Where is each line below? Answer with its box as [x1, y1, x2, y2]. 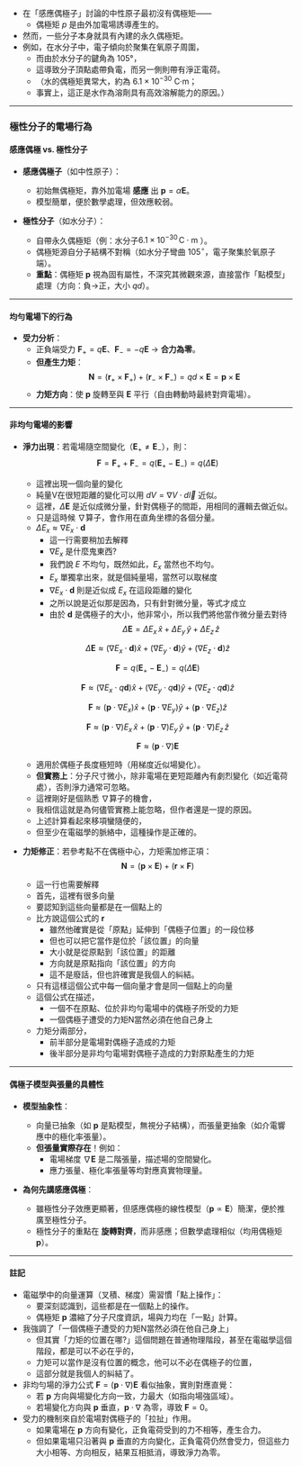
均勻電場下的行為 [9, 311, 73, 321]
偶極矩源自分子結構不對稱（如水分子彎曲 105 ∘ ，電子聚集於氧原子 [35, 245, 276, 258]
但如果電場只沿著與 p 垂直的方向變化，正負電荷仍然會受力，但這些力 [35, 1435, 290, 1446]
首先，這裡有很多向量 [35, 891, 115, 901]
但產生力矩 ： [35, 357, 84, 367]
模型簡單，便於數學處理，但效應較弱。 [35, 196, 178, 207]
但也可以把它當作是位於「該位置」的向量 [49, 936, 200, 946]
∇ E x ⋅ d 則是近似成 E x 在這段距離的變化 [49, 584, 192, 597]
